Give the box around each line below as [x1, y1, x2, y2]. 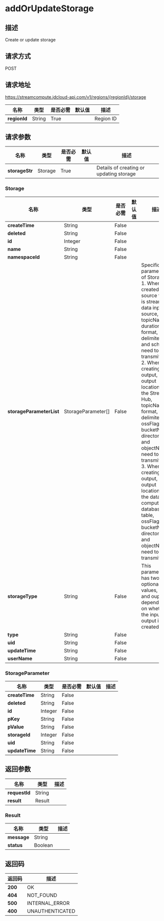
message [7, 834, 29, 841]
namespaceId [7, 253, 40, 260]
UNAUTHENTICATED [27, 907, 76, 914]
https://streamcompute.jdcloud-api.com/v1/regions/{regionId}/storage [5, 94, 146, 100]
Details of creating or [96, 164, 145, 171]
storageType [7, 593, 38, 599]
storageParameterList [7, 408, 60, 415]
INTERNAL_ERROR [27, 900, 70, 906]
